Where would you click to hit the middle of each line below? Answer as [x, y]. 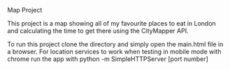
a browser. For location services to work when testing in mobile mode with [114, 52]
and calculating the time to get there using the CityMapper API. [98, 31]
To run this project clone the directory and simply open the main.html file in [115, 44]
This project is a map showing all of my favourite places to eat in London [112, 23]
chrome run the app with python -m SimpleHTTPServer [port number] [108, 59]
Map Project [25, 10]
